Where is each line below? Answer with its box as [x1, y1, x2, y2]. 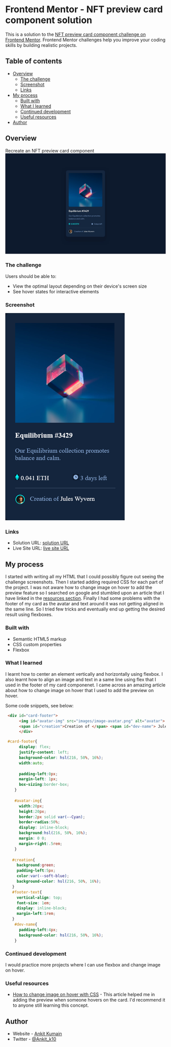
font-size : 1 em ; [16, 900, 51, 906]
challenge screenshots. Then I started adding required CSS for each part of [5, 579, 164, 585]
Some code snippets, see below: [5, 702, 74, 708]
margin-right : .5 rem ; [18, 841, 63, 846]
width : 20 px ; [18, 803, 44, 809]
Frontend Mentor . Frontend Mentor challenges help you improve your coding [5, 37, 166, 43]
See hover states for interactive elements [12, 288, 99, 294]
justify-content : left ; [18, 750, 70, 755]
